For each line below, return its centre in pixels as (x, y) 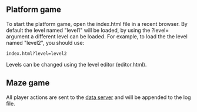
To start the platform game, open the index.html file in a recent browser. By (97, 24)
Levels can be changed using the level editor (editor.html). (76, 64)
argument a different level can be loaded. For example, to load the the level (97, 36)
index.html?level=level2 (36, 53)
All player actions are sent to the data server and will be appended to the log (98, 97)
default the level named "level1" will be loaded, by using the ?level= (88, 30)
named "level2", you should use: (45, 42)
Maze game (28, 83)
